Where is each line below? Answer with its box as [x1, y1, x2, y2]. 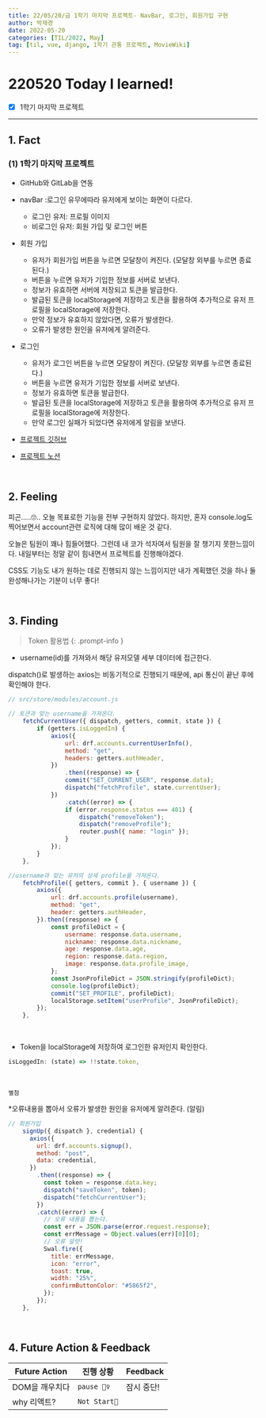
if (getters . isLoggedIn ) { [36, 725, 126, 733]
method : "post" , [36, 1149, 90, 1157]
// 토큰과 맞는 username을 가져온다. [8, 710, 116, 718]
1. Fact [8, 133, 41, 147]
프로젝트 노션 [19, 451, 61, 460]
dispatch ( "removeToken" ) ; [78, 813, 165, 821]
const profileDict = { [50, 923, 126, 931]
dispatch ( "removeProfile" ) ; [78, 821, 172, 829]
